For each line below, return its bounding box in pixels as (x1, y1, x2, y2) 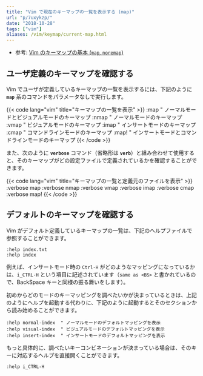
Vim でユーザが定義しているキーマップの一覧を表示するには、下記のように (6, 86, 193, 93)
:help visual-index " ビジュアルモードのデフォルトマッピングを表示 (6, 326, 165, 332)
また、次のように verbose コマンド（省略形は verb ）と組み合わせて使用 (6, 149, 184, 156)
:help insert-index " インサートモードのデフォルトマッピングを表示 (6, 332, 165, 338)
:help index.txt (6, 246, 47, 252)
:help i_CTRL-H (6, 363, 45, 370)
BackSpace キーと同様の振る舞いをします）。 (16, 278, 129, 286)
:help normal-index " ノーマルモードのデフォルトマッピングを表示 (6, 320, 161, 326)
